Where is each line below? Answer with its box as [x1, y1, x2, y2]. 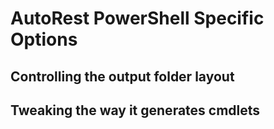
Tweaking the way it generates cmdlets [10, 102, 261, 119]
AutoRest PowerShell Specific [10, 7, 265, 30]
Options [10, 28, 78, 51]
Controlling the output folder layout [10, 68, 235, 85]
